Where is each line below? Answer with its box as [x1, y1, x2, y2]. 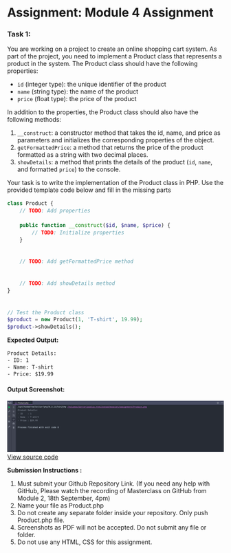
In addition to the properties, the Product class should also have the [7, 108, 199, 116]
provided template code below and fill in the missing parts [7, 186, 172, 194]
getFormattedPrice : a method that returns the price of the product [16, 143, 204, 152]
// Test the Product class [7, 309, 85, 316]
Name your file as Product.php [16, 501, 104, 510]
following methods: [7, 116, 62, 124]
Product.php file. [16, 516, 65, 524]
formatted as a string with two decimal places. [16, 151, 148, 159]
